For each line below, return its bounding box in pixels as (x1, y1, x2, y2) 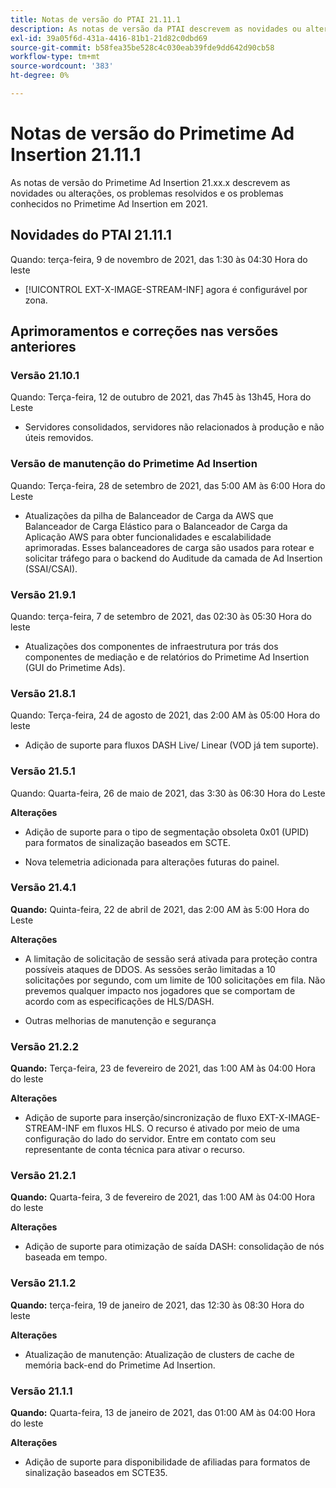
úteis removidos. (24, 432, 94, 444)
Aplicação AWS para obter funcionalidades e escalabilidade (24, 531, 272, 543)
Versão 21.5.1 (10, 764, 76, 778)
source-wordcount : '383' (10, 61, 114, 71)
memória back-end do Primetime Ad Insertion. (24, 1359, 216, 1371)
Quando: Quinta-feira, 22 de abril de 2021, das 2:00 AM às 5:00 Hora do (10, 903, 310, 915)
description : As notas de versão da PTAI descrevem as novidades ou (10, 24, 302, 34)
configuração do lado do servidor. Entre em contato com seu (24, 1133, 277, 1145)
